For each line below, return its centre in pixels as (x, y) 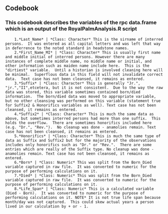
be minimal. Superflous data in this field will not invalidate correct (84, 74)
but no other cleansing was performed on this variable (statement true (83, 101)
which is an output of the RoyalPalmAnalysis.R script (71, 29)
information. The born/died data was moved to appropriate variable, (81, 96)
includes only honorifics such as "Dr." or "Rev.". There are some (78, 145)
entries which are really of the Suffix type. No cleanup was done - (80, 149)
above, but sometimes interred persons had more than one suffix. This (83, 118)
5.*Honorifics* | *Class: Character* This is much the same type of (88, 136)
